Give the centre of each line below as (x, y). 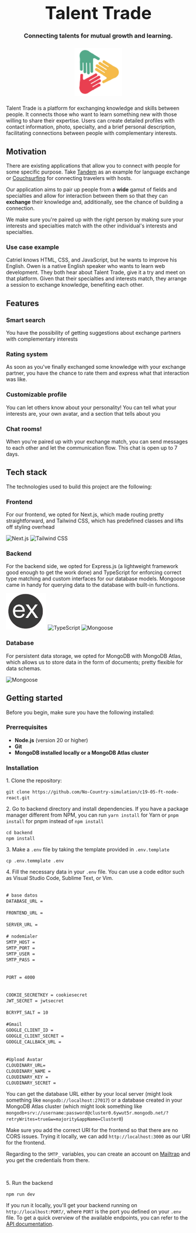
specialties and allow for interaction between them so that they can (87, 196)
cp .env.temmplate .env (35, 861)
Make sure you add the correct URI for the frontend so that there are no (92, 1130)
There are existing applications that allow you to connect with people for (93, 166)
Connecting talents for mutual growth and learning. (98, 36)
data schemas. (24, 668)
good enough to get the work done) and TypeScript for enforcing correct (94, 573)
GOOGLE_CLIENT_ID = (30, 1030)
